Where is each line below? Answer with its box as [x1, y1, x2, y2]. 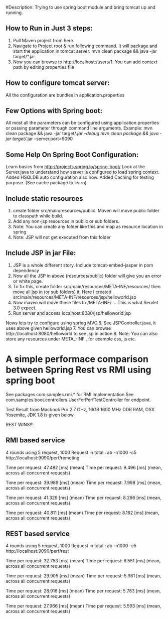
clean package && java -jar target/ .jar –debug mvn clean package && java [6, 131, 159, 137]
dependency [13, 267, 40, 273]
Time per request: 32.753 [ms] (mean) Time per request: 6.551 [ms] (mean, [6, 558, 161, 564]
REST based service [6, 530, 70, 538]
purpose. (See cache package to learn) [6, 180, 87, 186]
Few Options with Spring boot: [6, 106, 102, 115]
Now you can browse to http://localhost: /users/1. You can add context [13, 59, 157, 65]
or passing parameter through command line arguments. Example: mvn [6, 125, 152, 131]
